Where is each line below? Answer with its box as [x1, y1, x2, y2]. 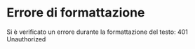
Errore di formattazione [6, 5, 145, 21]
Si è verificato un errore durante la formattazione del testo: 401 [6, 28, 189, 36]
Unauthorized [6, 35, 46, 43]
